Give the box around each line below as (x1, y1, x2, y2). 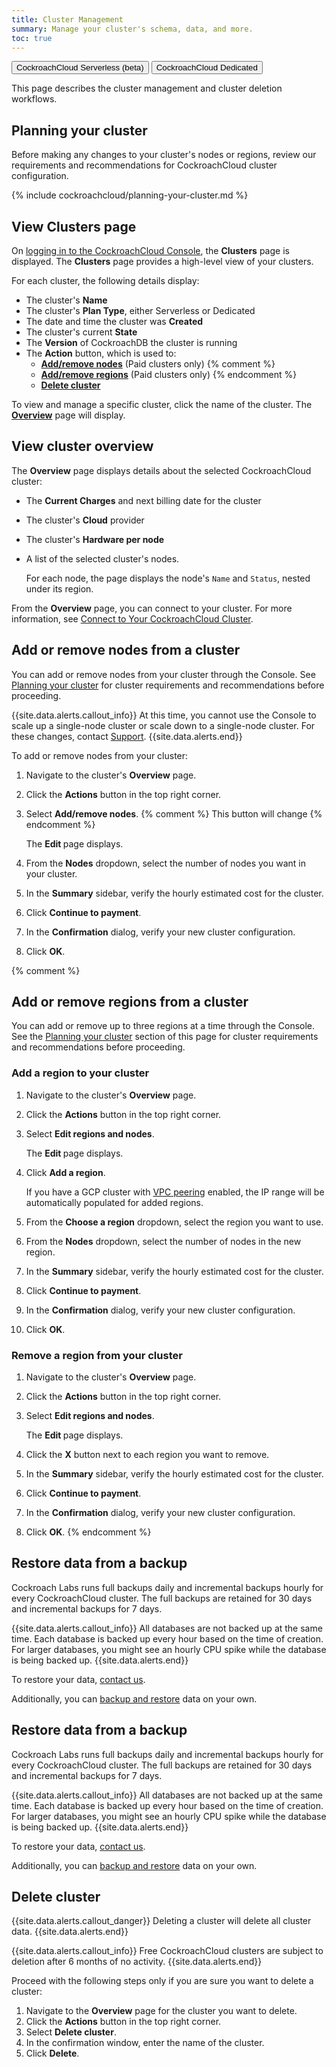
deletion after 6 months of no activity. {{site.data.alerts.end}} (11, 1956, 263, 1968)
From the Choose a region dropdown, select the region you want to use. (25, 1216, 324, 1228)
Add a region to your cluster (11, 1066, 150, 1080)
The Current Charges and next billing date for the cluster (25, 494, 262, 506)
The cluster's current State (25, 326, 138, 338)
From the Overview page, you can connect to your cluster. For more (11, 602, 293, 614)
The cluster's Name (25, 294, 108, 306)
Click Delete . (25, 2047, 80, 2060)
